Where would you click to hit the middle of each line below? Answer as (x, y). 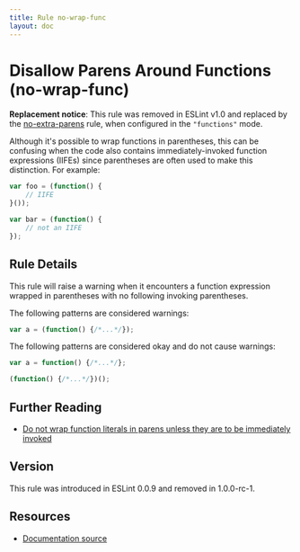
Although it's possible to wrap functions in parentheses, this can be (134, 141)
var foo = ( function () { (56, 187)
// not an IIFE (54, 227)
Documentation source (65, 538)
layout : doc (31, 26)
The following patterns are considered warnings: (99, 313)
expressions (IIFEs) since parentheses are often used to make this (131, 160)
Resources (40, 516)
